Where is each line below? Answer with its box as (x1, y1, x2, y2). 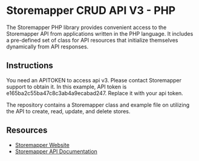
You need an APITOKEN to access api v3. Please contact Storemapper (6, 76, 182, 84)
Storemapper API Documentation (15, 148, 98, 155)
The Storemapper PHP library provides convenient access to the (6, 24, 167, 31)
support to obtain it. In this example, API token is (6, 83, 127, 90)
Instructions (6, 61, 53, 71)
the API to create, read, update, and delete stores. (6, 107, 131, 115)
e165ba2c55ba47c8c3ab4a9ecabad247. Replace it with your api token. (6, 89, 183, 97)
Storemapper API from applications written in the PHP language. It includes (6, 30, 194, 37)
